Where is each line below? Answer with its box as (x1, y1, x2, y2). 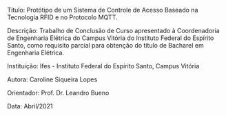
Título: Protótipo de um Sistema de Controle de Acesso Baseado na (7, 6, 198, 14)
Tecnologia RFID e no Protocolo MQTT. (7, 13, 119, 21)
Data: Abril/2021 (7, 102, 53, 110)
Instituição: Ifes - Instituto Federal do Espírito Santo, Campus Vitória (7, 62, 200, 70)
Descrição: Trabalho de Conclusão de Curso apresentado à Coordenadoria (7, 27, 220, 35)
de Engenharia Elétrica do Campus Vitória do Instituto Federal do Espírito (7, 34, 214, 42)
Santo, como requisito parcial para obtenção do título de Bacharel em (7, 41, 205, 49)
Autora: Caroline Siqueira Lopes (7, 75, 98, 84)
